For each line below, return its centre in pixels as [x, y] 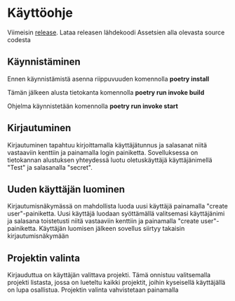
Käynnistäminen [44, 62]
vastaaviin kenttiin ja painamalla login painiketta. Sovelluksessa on [103, 152]
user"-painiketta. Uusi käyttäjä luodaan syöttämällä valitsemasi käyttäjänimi [116, 214]
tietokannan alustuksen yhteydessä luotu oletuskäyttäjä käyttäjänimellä [110, 160]
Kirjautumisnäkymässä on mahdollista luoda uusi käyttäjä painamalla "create [117, 206]
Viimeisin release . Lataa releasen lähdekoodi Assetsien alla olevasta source [116, 32]
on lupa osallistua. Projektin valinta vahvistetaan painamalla [93, 290]
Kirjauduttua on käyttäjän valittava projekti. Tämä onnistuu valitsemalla [109, 275]
